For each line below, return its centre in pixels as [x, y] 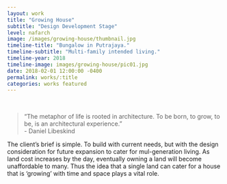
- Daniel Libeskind [49, 131]
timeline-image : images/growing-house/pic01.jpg [78, 65]
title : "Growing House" [41, 20]
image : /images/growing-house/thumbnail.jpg [71, 39]
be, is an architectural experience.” [73, 124]
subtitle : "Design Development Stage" [62, 26]
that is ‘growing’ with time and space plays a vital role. [83, 174]
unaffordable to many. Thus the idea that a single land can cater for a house [114, 166]
